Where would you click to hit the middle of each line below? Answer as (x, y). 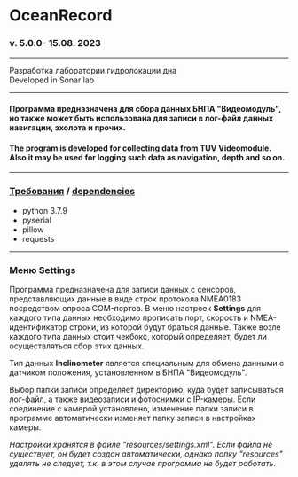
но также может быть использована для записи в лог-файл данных (141, 118)
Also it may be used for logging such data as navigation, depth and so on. (147, 157)
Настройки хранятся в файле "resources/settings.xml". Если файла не (141, 444)
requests (38, 238)
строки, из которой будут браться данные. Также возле (175, 327)
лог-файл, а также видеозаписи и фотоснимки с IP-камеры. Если (133, 399)
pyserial (36, 220)
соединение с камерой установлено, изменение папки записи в (131, 408)
